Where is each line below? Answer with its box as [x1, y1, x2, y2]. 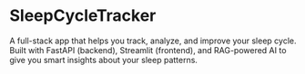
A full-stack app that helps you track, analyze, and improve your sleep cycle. [9, 35, 297, 46]
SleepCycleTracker [9, 5, 157, 26]
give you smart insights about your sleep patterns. [9, 54, 198, 65]
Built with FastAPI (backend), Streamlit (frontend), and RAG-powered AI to [9, 44, 287, 55]
